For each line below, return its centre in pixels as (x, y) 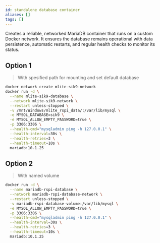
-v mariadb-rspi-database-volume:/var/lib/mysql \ (64, 204)
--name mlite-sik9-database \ (41, 96)
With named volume (38, 176)
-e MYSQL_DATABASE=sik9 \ (37, 115)
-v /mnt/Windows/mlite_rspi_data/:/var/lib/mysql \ (65, 110)
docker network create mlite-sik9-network (50, 87)
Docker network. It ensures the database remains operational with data (79, 39)
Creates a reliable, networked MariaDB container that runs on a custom (79, 34)
